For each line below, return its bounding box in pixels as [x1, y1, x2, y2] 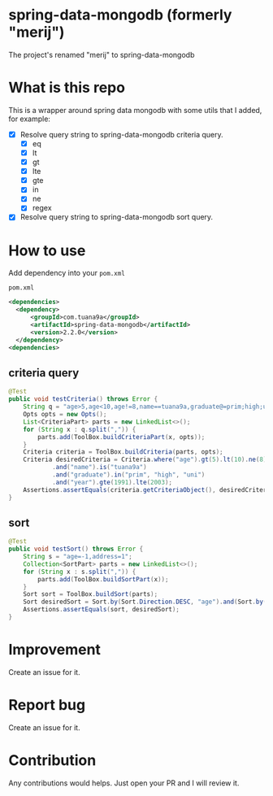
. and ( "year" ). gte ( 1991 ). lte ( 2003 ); [51, 478, 173, 486]
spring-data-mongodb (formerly [8, 6, 232, 24]
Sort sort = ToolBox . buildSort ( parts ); [23, 590, 158, 598]
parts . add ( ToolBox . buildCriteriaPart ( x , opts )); [37, 433, 206, 441]
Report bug [8, 696, 86, 715]
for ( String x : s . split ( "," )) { [23, 568, 136, 576]
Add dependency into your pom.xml [8, 268, 126, 278]
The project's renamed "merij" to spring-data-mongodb [8, 50, 195, 59]
